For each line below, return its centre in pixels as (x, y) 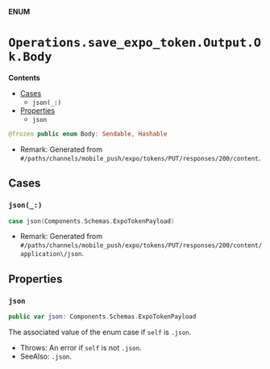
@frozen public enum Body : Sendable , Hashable (88, 134)
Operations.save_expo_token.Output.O (135, 43)
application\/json (51, 254)
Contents (24, 78)
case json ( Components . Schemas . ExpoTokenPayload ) (91, 221)
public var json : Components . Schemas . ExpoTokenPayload (102, 317)
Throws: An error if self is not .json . (81, 347)
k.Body (30, 57)
